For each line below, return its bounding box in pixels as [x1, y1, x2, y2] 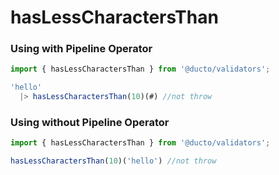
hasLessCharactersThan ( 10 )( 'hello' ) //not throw [10, 156, 217, 166]
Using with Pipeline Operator [10, 42, 153, 56]
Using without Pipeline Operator [10, 116, 170, 130]
